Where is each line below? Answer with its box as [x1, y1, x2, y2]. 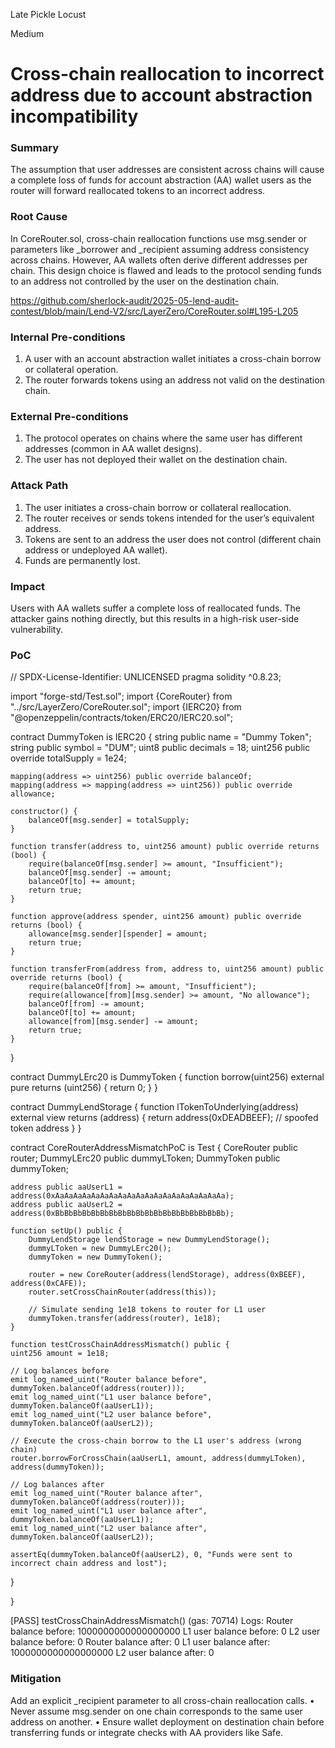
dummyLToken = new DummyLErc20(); [28, 1244, 172, 1254]
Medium [10, 28, 45, 39]
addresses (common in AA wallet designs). [24, 443, 202, 455]
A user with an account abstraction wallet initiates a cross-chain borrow [24, 353, 322, 365]
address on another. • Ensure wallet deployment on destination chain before [10, 1715, 325, 1728]
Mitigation [10, 1672, 62, 1686]
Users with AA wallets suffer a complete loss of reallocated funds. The [10, 602, 301, 614]
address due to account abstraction [10, 84, 313, 107]
